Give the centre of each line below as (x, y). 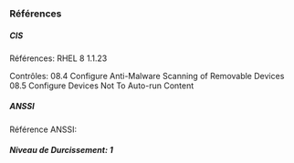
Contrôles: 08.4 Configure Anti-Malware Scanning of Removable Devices (147, 76)
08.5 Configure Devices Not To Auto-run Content (102, 86)
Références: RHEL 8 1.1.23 (58, 58)
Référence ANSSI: (43, 129)
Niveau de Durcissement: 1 (62, 150)
